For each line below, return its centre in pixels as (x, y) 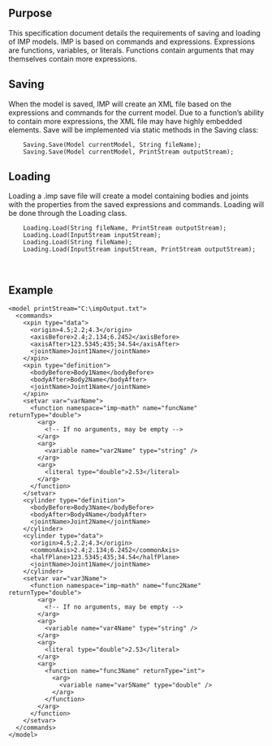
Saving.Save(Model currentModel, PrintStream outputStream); (128, 152)
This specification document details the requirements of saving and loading (135, 32)
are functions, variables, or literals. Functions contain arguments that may (131, 50)
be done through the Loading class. (68, 213)
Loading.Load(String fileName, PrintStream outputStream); (125, 228)
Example (31, 290)
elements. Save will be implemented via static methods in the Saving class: (134, 130)
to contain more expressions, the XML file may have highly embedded (125, 121)
